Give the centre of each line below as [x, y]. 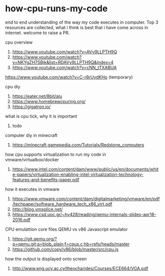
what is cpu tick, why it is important [41, 116]
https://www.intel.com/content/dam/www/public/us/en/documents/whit [85, 169]
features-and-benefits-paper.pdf [46, 179]
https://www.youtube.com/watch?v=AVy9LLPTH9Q [64, 52]
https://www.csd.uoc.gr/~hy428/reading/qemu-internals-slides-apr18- [84, 214]
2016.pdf [21, 219]
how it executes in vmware [32, 189]
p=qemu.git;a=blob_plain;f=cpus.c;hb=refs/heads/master [71, 244]
